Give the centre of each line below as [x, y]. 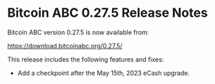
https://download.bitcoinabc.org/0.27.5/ [65, 45]
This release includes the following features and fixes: [86, 59]
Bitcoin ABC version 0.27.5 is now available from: [78, 32]
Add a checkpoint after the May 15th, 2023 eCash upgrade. [104, 73]
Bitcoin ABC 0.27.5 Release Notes [107, 13]
